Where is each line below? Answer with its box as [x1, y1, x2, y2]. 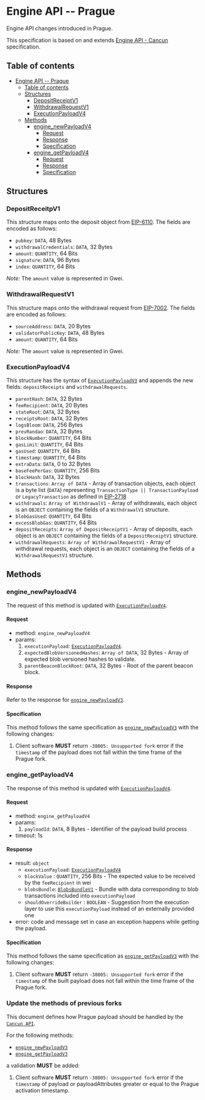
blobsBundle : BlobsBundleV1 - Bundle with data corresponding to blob [24, 885, 199, 893]
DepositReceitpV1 [6, 204, 61, 213]
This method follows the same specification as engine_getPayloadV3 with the [6, 952, 199, 960]
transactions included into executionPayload [24, 892, 136, 899]
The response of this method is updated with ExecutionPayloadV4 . [6, 784, 172, 792]
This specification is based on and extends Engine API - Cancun [6, 36, 168, 44]
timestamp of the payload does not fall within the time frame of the [15, 748, 182, 756]
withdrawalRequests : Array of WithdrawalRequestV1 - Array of [15, 539, 171, 546]
